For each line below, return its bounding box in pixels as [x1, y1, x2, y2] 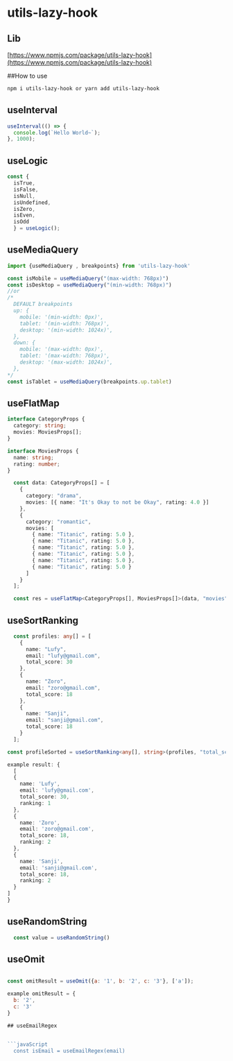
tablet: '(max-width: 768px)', [19, 353, 110, 359]
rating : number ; [13, 460, 60, 468]
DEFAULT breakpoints [13, 300, 73, 308]
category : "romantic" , [25, 518, 92, 525]
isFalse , [13, 186, 39, 193]
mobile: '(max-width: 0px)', [19, 346, 104, 353]
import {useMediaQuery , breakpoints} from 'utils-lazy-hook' [7, 262, 191, 269]
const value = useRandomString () [13, 934, 110, 941]
